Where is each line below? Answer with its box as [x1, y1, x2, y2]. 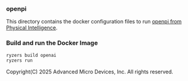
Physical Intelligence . [6, 24, 58, 31]
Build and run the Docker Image [6, 39, 98, 47]
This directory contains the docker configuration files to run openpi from [6, 18, 182, 25]
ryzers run [6, 58, 33, 63]
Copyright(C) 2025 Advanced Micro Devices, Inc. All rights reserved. [6, 68, 174, 75]
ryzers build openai [6, 52, 57, 58]
